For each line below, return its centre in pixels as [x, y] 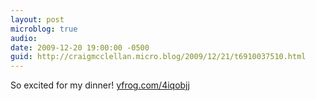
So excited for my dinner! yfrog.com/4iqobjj [100, 85]
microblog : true [44, 29]
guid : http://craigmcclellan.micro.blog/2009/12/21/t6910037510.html [158, 57]
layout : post [37, 19]
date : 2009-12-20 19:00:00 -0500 [80, 47]
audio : [24, 38]
